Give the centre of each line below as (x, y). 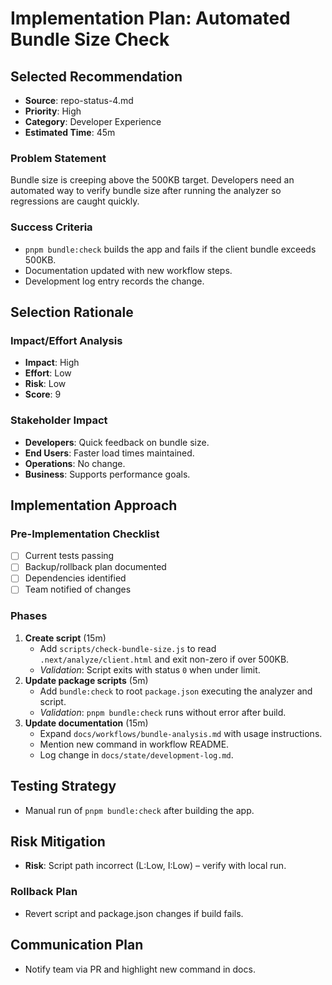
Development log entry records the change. (114, 281)
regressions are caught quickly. (75, 201)
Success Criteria (51, 227)
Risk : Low (45, 384)
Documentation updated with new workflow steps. (128, 270)
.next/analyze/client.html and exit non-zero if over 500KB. (164, 659)
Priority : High (53, 111)
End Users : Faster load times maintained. (109, 453)
